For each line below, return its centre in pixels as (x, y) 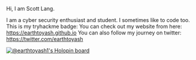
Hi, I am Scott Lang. (31, 9)
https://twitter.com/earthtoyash (45, 39)
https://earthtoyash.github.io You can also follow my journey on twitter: (94, 33)
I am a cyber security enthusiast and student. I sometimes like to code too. (98, 20)
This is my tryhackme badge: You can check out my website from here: (94, 26)
